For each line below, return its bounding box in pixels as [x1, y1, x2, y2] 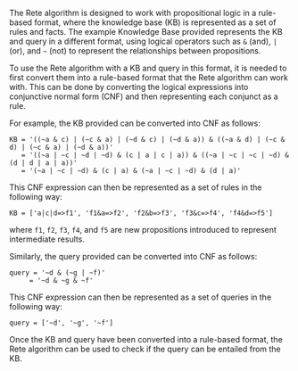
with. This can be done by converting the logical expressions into [9, 82, 249, 92]
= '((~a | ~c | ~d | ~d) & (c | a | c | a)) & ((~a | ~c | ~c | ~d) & [21, 151, 290, 160]
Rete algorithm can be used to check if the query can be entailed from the [9, 343, 281, 354]
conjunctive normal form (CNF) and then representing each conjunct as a [9, 91, 278, 102]
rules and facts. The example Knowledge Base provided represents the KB [9, 27, 283, 37]
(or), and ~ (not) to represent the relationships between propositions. [9, 45, 261, 56]
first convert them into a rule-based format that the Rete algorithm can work [9, 72, 288, 83]
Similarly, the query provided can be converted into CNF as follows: [9, 251, 258, 261]
